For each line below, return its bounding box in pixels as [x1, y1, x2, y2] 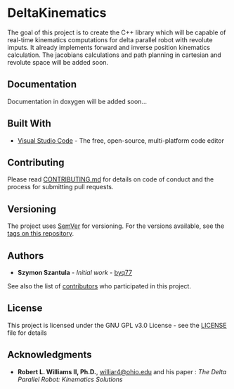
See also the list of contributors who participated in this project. [7, 282, 192, 290]
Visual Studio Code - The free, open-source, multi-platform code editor [17, 136, 225, 145]
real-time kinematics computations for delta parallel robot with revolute [7, 35, 213, 44]
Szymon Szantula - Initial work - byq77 [17, 269, 132, 276]
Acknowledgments [7, 349, 93, 361]
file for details [7, 329, 47, 337]
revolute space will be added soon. [7, 58, 109, 66]
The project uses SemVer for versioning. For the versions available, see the [7, 222, 225, 230]
